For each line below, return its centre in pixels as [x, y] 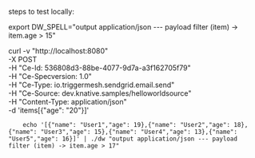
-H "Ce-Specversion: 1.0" [50, 76]
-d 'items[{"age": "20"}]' [49, 110]
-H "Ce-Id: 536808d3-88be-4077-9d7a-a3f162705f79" [100, 68]
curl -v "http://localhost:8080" [58, 51]
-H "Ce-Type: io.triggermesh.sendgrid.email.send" [92, 85]
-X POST [23, 59]
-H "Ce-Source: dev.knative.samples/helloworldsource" [100, 93]
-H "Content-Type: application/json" [68, 102]
